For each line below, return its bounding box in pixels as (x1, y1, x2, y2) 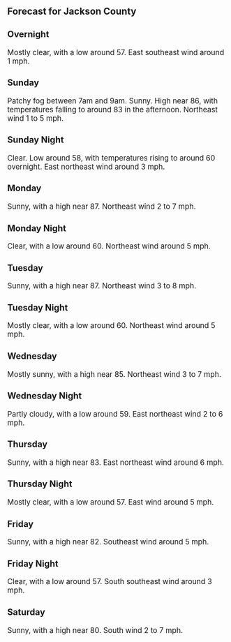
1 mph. (7, 56, 30, 66)
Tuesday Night (7, 301, 68, 313)
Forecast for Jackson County (7, 6, 137, 17)
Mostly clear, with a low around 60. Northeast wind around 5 (7, 321, 216, 331)
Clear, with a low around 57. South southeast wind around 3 (7, 577, 213, 587)
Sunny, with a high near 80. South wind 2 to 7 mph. (7, 625, 184, 635)
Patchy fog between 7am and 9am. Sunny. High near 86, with (7, 96, 218, 105)
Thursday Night (7, 478, 73, 490)
